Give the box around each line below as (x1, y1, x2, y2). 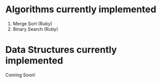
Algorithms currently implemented (5, 4, 157, 15)
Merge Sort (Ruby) (12, 20, 52, 27)
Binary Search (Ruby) (12, 26, 58, 32)
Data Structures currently (5, 44, 117, 56)
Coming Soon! (5, 72, 36, 78)
